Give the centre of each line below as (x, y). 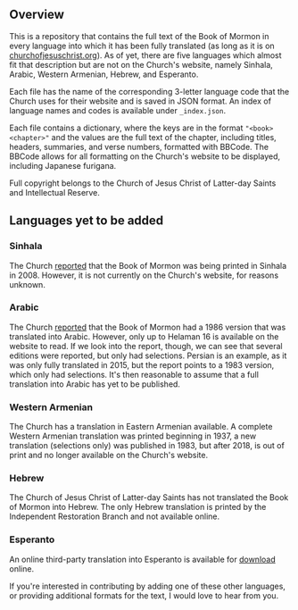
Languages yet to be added (87, 221)
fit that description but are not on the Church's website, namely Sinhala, (141, 64)
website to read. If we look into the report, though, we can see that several (146, 346)
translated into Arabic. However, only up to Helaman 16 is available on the (144, 336)
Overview (37, 15)
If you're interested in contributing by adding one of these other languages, (147, 586)
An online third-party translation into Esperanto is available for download (142, 559)
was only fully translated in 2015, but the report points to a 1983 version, (142, 364)
